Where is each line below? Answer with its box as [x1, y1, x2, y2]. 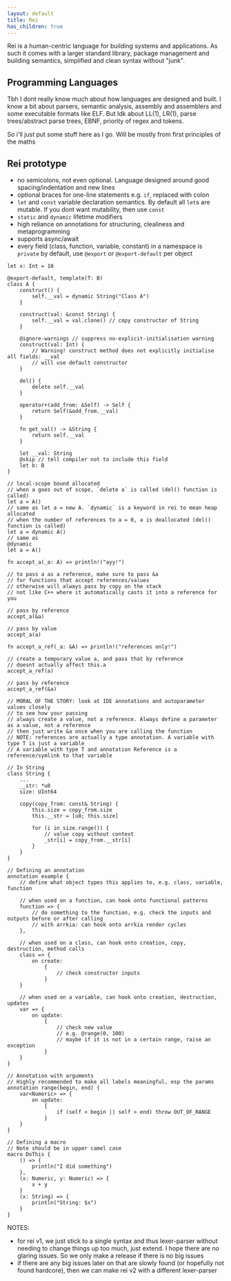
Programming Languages [7, 77, 119, 88]
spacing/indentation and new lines [17, 184, 115, 191]
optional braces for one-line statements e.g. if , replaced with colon [17, 191, 210, 199]
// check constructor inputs [56, 970, 140, 976]
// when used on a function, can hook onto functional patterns [19, 897, 208, 904]
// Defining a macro [7, 1139, 67, 1146]
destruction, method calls [7, 945, 85, 952]
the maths [7, 137, 36, 146]
